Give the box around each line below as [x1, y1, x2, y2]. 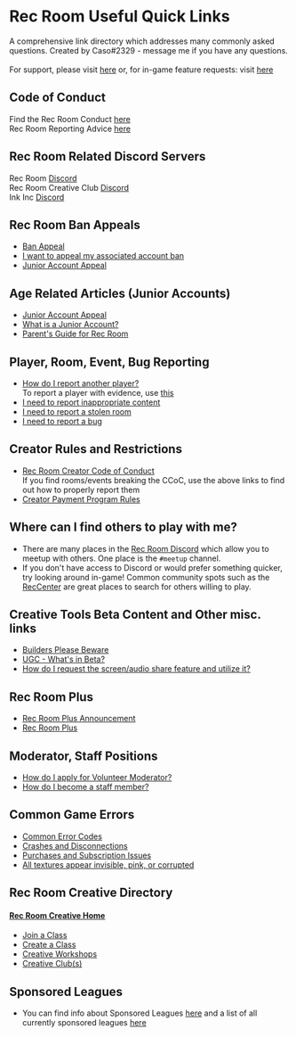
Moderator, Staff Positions [9, 748, 158, 763]
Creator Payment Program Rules [21, 493, 140, 505]
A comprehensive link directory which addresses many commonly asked [9, 36, 276, 46]
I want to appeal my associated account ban [21, 251, 185, 261]
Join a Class [21, 930, 68, 941]
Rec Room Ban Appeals [9, 217, 140, 233]
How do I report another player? [21, 378, 140, 389]
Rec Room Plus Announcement [21, 713, 136, 724]
